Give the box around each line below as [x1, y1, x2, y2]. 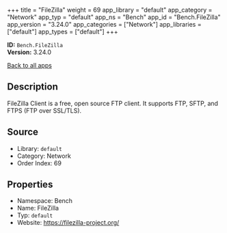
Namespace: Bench [16, 197, 73, 205]
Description [7, 81, 58, 93]
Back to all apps [7, 61, 53, 69]
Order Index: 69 [16, 159, 62, 167]
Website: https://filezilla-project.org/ [16, 219, 120, 227]
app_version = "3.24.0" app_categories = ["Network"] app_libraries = [7, 20, 202, 28]
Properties [7, 179, 53, 191]
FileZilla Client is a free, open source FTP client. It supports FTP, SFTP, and [7, 99, 219, 107]
